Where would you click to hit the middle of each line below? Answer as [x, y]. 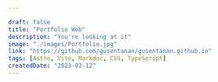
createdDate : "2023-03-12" [52, 66]
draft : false [29, 22]
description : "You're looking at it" [70, 37]
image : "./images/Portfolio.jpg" [63, 44]
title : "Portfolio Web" [47, 29]
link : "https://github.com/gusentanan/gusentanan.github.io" [110, 52]
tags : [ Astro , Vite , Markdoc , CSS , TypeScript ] [87, 59]
